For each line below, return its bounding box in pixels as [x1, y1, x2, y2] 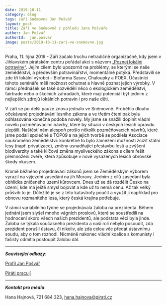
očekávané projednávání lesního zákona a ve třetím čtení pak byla [5, 111, 140, 117]
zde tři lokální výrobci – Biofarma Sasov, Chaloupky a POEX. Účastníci [5, 74, 149, 80]
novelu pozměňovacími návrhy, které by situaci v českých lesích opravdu [5, 121, 155, 127]
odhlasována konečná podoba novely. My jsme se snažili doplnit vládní [5, 116, 151, 122]
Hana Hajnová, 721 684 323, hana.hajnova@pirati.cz [5, 294, 112, 300]
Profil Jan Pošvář [5, 260, 40, 266]
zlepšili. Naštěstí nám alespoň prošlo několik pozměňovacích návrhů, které [5, 127, 158, 133]
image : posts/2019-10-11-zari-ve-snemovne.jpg [5, 40, 103, 45]
